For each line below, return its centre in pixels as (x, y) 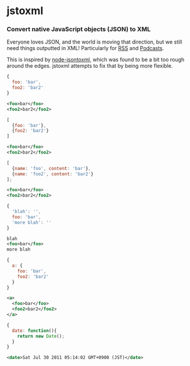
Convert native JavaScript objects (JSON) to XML (79, 29)
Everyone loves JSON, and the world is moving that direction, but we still (94, 42)
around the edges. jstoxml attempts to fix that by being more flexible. (90, 66)
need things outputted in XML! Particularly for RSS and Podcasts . (85, 48)
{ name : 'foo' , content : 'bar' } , (52, 168)
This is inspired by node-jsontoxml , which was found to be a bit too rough (96, 59)
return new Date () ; (41, 336)
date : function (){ (35, 331)
